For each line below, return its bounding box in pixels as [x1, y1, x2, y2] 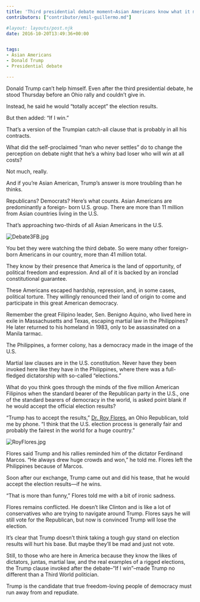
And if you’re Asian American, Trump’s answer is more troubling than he [6, 179, 183, 187]
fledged [6, 372, 26, 379]
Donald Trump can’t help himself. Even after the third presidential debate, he [6, 85, 193, 92]
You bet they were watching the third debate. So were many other [6, 244, 168, 252]
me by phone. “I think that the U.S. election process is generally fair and [6, 420, 183, 427]
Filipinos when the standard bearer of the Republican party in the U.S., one [6, 390, 189, 397]
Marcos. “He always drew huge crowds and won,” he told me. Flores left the [6, 456, 192, 463]
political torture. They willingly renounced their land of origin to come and [6, 293, 186, 300]
